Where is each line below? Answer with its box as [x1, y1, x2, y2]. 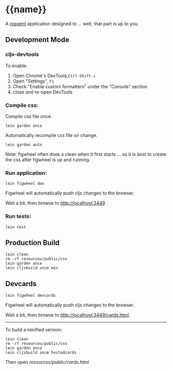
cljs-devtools [5, 51, 39, 58]
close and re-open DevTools [12, 89, 73, 95]
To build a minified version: [5, 327, 62, 333]
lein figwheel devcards [5, 293, 56, 298]
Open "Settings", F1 [12, 78, 54, 84]
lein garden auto [5, 142, 42, 147]
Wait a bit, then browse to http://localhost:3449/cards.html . [5, 312, 131, 318]
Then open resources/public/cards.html [5, 359, 90, 365]
